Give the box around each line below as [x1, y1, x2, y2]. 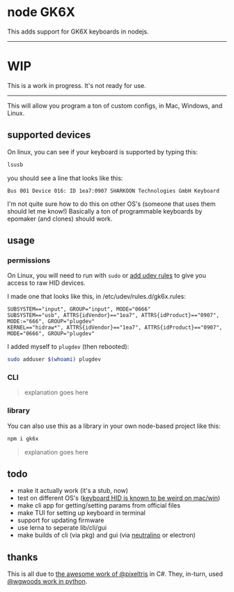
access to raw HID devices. [7, 279, 86, 287]
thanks [7, 551, 38, 563]
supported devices [7, 129, 91, 141]
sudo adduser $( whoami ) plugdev [7, 356, 101, 363]
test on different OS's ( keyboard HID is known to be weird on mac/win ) [17, 494, 221, 503]
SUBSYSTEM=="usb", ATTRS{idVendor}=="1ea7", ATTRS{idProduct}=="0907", [7, 312, 219, 319]
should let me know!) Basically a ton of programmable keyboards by [7, 207, 203, 215]
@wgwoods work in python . [7, 577, 88, 586]
